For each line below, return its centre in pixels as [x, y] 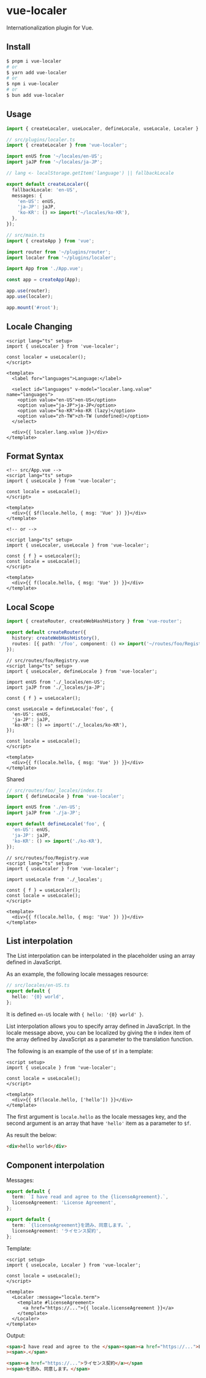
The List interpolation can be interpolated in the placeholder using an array [101, 956]
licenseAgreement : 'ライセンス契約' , [57, 1231]
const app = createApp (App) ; [44, 280]
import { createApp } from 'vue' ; [51, 241]
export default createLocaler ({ [48, 184]
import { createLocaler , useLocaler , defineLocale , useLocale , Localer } [103, 128]
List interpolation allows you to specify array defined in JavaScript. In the [98, 1026]
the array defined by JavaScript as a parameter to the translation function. [100, 1039]
